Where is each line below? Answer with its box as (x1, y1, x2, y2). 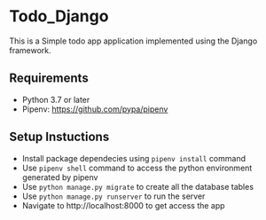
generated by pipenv (21, 171, 98, 183)
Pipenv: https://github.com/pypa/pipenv (21, 104, 168, 114)
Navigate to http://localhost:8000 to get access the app (21, 200, 225, 210)
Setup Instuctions (9, 130, 110, 145)
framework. (9, 44, 51, 55)
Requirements (9, 71, 89, 86)
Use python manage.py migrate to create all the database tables (21, 181, 254, 192)
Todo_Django (9, 6, 109, 27)
